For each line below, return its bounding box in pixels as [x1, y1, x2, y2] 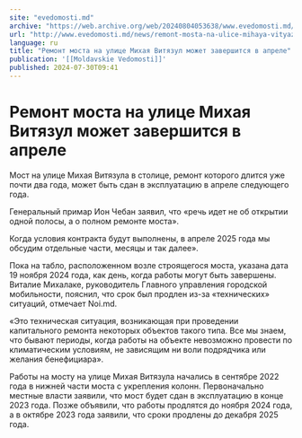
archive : [9, 22, 42, 31]
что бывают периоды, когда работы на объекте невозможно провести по [9, 334, 293, 346]
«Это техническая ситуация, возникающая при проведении [9, 315, 239, 326]
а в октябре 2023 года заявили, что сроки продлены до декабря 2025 [9, 409, 279, 420]
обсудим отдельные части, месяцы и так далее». [9, 242, 200, 253]
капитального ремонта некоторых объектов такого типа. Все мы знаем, [9, 325, 287, 336]
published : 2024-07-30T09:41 [9, 64, 119, 73]
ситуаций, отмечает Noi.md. [9, 298, 118, 309]
